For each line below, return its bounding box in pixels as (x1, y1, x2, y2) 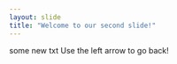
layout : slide (9, 12, 62, 22)
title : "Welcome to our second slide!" (9, 21, 157, 30)
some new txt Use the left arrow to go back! (9, 45, 170, 55)
